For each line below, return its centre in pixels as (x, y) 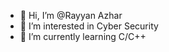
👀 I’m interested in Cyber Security (89, 26)
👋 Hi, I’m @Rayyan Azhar (71, 15)
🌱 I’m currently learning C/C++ (83, 36)
